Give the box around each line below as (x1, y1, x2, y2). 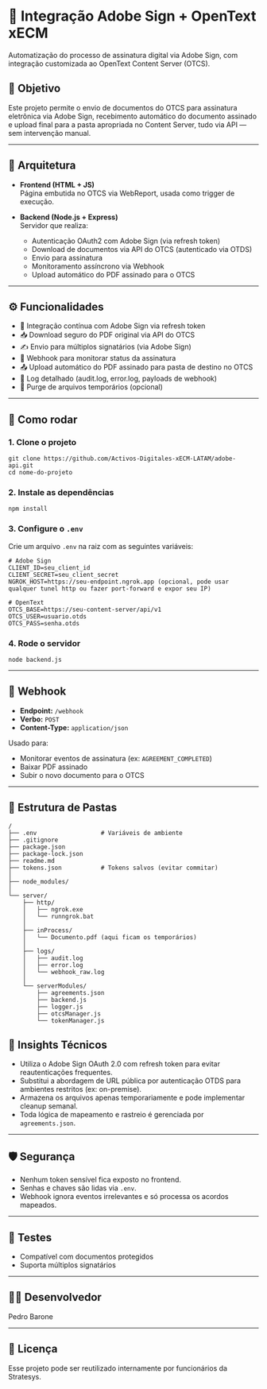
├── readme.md (8, 857, 56, 865)
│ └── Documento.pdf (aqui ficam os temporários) (22, 933, 197, 941)
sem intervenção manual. (8, 128, 91, 137)
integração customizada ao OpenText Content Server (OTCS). (8, 59, 211, 68)
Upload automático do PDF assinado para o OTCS (31, 269, 195, 279)
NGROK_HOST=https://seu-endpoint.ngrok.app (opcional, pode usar (8, 578, 229, 586)
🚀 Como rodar (8, 412, 78, 426)
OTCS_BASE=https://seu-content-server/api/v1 (8, 606, 161, 613)
